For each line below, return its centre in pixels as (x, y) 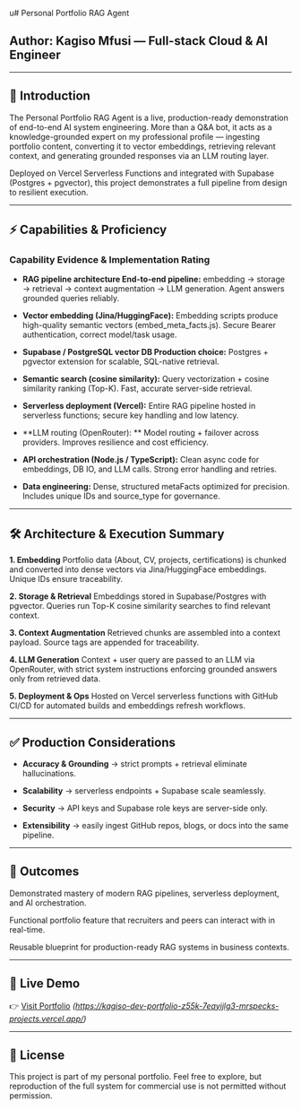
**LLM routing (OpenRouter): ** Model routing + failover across (141, 433)
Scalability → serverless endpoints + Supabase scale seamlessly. (144, 790)
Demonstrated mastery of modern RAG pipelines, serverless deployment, (144, 893)
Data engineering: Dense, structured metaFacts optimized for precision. (155, 487)
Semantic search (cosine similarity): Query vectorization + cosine (146, 379)
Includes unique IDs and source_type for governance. (121, 496)
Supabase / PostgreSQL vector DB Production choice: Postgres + (145, 352)
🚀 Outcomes (44, 872)
